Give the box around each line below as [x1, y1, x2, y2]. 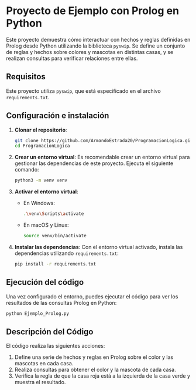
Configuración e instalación [6, 110, 109, 121]
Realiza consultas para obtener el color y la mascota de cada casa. [14, 366, 177, 374]
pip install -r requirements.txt [14, 261, 97, 267]
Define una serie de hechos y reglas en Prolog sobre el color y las [14, 354, 174, 361]
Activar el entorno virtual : [14, 188, 78, 195]
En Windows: [23, 200, 56, 207]
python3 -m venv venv [14, 177, 68, 183]
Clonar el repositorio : [14, 126, 67, 133]
